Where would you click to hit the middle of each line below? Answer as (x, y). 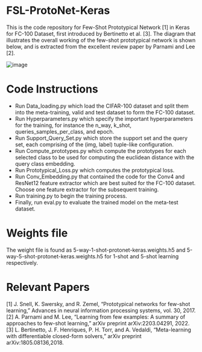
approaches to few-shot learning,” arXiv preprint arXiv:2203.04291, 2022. (98, 323)
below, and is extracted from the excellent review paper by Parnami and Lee (101, 47)
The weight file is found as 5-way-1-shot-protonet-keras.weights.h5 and (96, 250)
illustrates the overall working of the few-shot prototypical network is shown (101, 40)
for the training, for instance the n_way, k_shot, (73, 125)
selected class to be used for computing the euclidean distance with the (105, 157)
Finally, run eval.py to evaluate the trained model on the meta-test (97, 202)
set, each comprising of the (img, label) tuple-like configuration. (94, 144)
